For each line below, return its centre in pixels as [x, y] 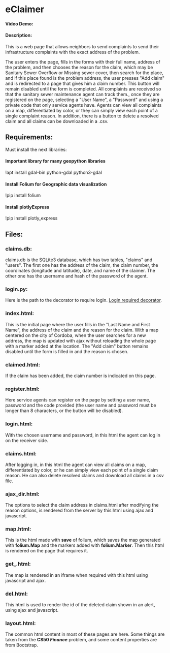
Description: [19, 35]
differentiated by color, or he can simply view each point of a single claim [82, 470]
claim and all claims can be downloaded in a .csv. [57, 121]
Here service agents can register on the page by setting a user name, [78, 400]
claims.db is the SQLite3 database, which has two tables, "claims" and [79, 260]
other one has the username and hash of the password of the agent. [77, 276]
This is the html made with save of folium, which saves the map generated [83, 540]
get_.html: [18, 564]
